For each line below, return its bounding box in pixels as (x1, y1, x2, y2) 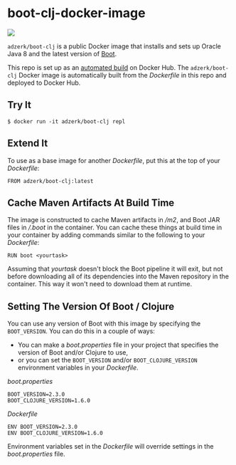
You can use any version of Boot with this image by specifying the (7, 319, 201, 328)
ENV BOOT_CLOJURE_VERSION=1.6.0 (7, 429, 103, 437)
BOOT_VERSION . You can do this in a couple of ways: (7, 327, 155, 335)
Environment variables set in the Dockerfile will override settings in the (7, 442, 214, 451)
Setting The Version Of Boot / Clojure (7, 301, 175, 313)
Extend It (7, 137, 48, 150)
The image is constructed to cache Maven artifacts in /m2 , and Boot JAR (7, 216, 220, 224)
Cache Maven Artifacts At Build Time (7, 197, 175, 209)
